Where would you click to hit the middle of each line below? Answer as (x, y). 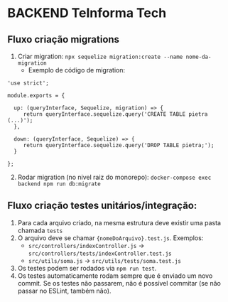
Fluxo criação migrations (63, 39)
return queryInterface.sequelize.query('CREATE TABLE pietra (115, 114)
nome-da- (199, 57)
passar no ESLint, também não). (64, 291)
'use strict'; (28, 83)
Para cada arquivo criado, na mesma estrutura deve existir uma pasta (119, 222)
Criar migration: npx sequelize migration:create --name (100, 56)
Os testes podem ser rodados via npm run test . (87, 268)
